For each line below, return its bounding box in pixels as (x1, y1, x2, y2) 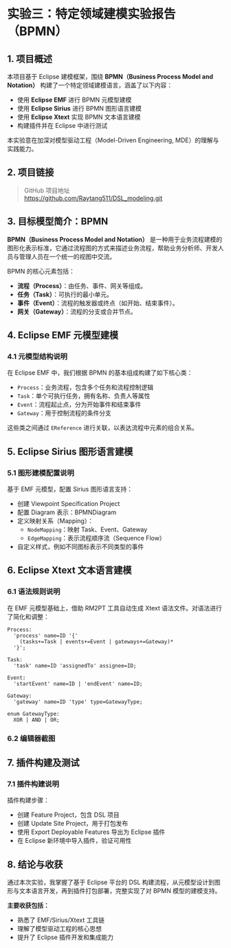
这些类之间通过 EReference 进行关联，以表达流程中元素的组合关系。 (7, 423, 198, 432)
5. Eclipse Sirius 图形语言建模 (7, 445, 133, 457)
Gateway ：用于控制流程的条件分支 (16, 409, 111, 417)
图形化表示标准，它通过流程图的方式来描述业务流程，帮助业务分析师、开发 (7, 243, 218, 252)
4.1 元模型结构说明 (7, 351, 67, 361)
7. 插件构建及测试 (7, 757, 80, 769)
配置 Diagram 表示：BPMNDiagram (16, 508, 117, 516)
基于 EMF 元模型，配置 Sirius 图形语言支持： (7, 485, 133, 493)
